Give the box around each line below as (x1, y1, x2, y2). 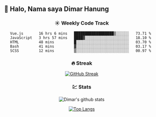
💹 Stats (72, 83, 92, 90)
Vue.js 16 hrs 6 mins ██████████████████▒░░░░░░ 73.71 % (10, 31, 152, 36)
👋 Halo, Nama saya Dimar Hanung (4, 5, 109, 13)
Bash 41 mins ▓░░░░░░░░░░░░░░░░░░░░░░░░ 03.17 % (10, 44, 152, 49)
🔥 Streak (71, 60, 93, 67)
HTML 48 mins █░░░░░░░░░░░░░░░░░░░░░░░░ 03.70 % (10, 39, 152, 44)
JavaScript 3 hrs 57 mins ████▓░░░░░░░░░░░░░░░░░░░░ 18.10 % (10, 35, 152, 40)
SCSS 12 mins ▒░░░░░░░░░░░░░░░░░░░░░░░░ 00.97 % (10, 48, 152, 53)
